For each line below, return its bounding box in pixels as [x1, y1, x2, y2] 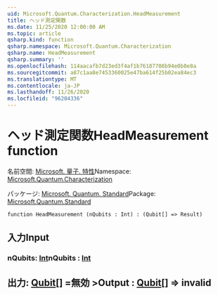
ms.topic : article [7, 29, 61, 37]
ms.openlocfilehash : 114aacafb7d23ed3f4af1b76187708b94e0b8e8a [7, 63, 197, 70]
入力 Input [7, 232, 49, 244]
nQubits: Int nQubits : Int [7, 254, 91, 263]
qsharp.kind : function [7, 37, 74, 44]
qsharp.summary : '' [7, 56, 65, 63]
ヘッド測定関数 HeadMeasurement [7, 128, 209, 144]
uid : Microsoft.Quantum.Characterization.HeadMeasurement [7, 10, 181, 18]
